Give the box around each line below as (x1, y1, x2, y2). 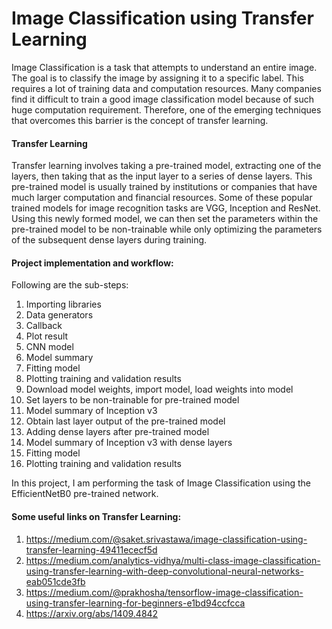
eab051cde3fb (25, 575, 86, 587)
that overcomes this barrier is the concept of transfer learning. (11, 114, 269, 126)
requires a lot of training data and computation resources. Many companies (11, 82, 322, 94)
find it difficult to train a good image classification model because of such (11, 93, 315, 105)
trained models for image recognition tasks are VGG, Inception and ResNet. (11, 202, 321, 214)
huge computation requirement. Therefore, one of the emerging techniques (11, 103, 322, 116)
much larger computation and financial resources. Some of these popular (11, 192, 313, 204)
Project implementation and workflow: (11, 257, 174, 269)
